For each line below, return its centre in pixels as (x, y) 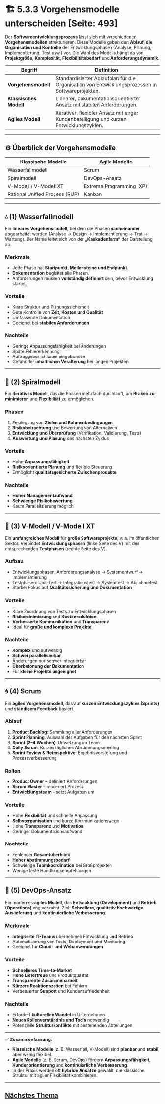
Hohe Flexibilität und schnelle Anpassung (55, 815)
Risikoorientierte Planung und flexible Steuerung (62, 467)
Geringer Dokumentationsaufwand (47, 831)
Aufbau (14, 561)
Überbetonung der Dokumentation (48, 666)
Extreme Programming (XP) (116, 186)
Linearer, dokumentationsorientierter (98, 98)
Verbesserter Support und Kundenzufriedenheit (61, 991)
